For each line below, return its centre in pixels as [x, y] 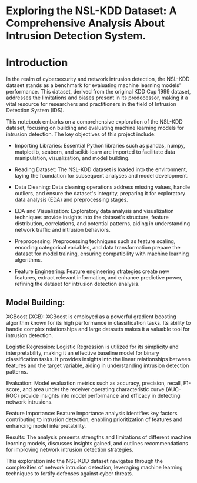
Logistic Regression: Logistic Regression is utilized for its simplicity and [92, 347]
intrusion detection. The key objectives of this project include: [81, 134]
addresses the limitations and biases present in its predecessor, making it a [97, 98]
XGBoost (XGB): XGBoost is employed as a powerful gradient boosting [91, 317]
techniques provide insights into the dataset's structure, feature [91, 217]
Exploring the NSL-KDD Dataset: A [92, 11]
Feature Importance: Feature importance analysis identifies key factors [92, 413]
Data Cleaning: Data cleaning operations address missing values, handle [102, 187]
